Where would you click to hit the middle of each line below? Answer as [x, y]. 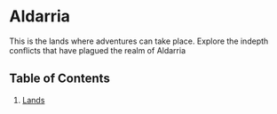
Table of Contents [60, 79]
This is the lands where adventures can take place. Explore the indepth [139, 41]
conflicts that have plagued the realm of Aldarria [98, 50]
